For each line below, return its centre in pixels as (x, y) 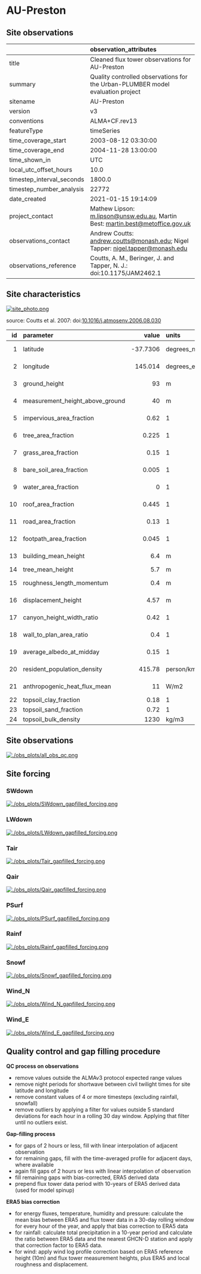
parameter (38, 335)
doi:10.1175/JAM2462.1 (126, 273)
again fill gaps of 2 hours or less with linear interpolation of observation (103, 1171)
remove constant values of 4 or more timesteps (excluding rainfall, (97, 1097)
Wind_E (18, 1020)
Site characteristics (43, 294)
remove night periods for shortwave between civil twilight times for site (102, 1084)
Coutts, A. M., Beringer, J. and (132, 258)
